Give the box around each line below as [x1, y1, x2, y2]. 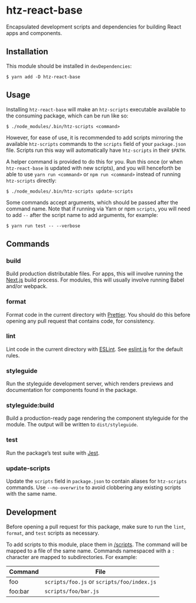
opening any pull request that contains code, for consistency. [6, 317, 155, 324]
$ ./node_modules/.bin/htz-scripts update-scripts [6, 188, 133, 194]
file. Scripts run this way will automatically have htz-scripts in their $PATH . [6, 146, 187, 154]
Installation [6, 47, 48, 57]
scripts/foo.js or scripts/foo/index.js [44, 578, 156, 586]
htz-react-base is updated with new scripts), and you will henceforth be [6, 164, 181, 171]
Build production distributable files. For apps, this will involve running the [6, 270, 183, 277]
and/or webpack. [6, 283, 48, 290]
